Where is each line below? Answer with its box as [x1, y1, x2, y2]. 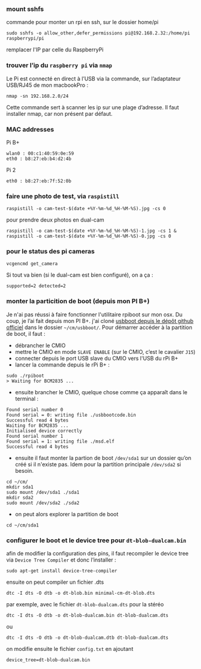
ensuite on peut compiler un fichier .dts [6, 578, 104, 586]
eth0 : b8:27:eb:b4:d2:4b [6, 156, 71, 162]
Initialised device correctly [6, 427, 83, 434]
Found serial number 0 [6, 406, 63, 412]
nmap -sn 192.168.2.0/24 [6, 93, 69, 99]
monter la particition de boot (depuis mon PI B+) [6, 297, 150, 306]
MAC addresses [6, 125, 54, 133]
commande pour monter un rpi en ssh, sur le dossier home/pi [6, 19, 159, 26]
